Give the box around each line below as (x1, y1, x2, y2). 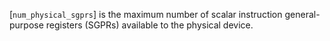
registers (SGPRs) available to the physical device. (45, 19, 254, 31)
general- (284, 9, 321, 20)
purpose (9, 19, 44, 31)
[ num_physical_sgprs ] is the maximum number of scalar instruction (9, 9, 283, 20)
